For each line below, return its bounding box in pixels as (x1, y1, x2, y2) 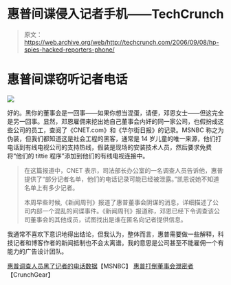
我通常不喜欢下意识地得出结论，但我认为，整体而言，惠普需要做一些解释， (7, 230, 218, 238)
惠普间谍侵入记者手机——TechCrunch (7, 6, 224, 22)
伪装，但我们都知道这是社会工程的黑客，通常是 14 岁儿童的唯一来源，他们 (7, 134, 216, 142)
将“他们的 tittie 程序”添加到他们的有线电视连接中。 (7, 151, 149, 160)
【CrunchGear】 (7, 270, 54, 279)
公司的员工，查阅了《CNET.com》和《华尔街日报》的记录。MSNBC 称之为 (12, 125, 224, 134)
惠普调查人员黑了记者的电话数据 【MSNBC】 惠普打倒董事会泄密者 (7, 262, 194, 270)
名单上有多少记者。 (23, 183, 79, 191)
